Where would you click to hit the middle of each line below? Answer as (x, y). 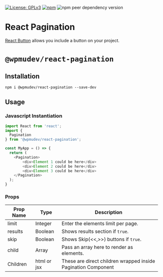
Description (109, 212)
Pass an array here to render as (97, 247)
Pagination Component (88, 267)
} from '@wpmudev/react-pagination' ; (43, 140)
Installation (22, 76)
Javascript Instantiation (34, 116)
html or (44, 261)
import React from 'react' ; (33, 126)
